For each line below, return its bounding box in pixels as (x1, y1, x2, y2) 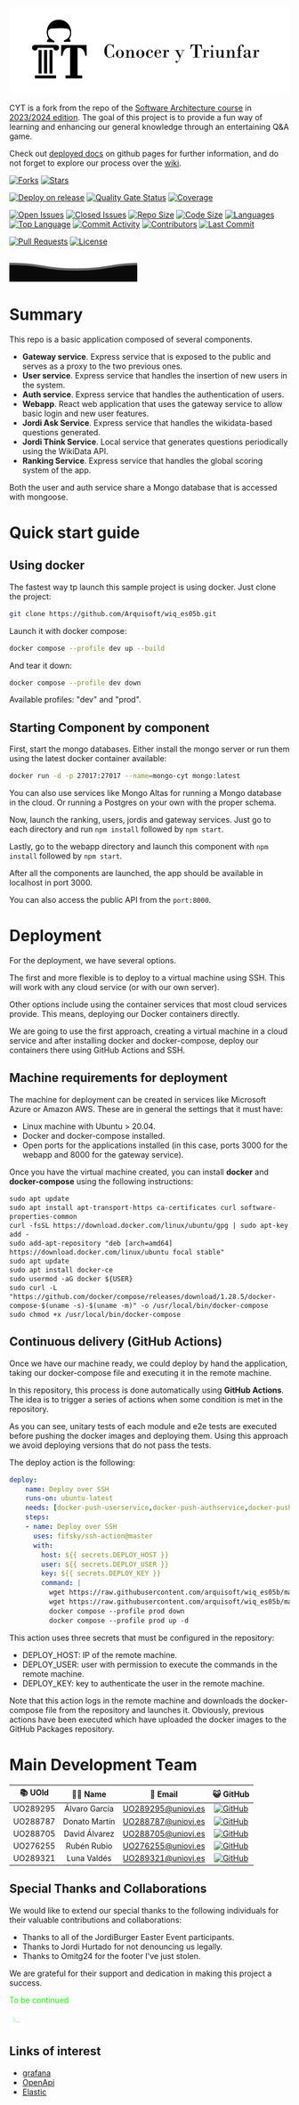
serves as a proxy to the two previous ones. (21, 361, 183, 371)
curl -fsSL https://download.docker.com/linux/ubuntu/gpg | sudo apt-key (9, 1221, 289, 1230)
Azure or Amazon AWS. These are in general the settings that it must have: (9, 1103, 283, 1114)
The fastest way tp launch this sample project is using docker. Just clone (9, 581, 277, 592)
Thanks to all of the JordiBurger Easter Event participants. (21, 1931, 235, 1942)
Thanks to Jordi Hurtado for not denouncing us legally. (21, 1941, 223, 1952)
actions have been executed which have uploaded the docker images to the (9, 1714, 287, 1725)
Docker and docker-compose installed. (21, 1130, 166, 1141)
